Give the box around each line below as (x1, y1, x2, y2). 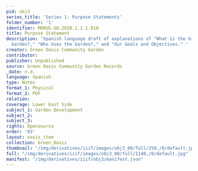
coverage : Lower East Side (6, 101, 72, 108)
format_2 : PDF (6, 90, 41, 96)
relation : (6, 96, 31, 102)
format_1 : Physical (6, 85, 54, 91)
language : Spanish (6, 74, 51, 80)
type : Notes (6, 80, 35, 86)
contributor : (6, 52, 38, 58)
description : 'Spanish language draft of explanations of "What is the (6, 36, 186, 42)
